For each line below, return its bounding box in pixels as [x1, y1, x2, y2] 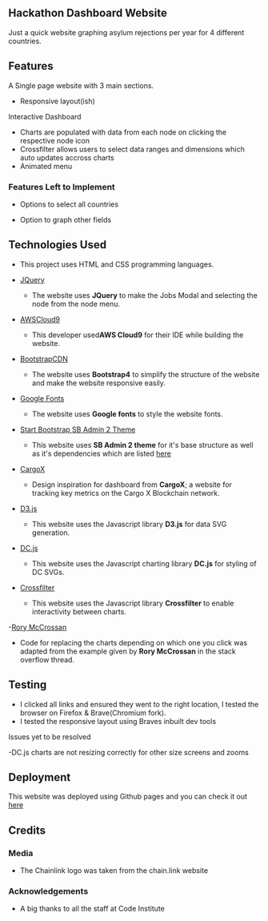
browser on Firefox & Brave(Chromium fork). [19, 708, 166, 718]
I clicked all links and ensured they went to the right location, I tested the [19, 699, 259, 709]
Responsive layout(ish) [19, 96, 96, 106]
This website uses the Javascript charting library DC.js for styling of [31, 558, 258, 568]
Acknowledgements [8, 885, 89, 896]
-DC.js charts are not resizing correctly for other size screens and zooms [8, 747, 250, 757]
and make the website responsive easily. [31, 378, 166, 388]
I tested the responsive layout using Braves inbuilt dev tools [19, 716, 217, 726]
